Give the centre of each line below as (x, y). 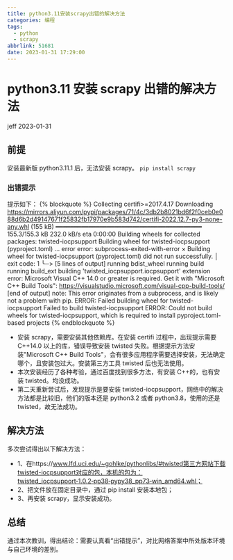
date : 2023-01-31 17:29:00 (46, 53)
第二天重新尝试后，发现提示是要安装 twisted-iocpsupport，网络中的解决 (120, 389)
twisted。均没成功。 (54, 381)
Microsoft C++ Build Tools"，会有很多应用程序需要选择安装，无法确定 (126, 354)
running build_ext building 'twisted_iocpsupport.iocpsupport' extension (109, 271)
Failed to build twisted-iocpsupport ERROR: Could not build (128, 307)
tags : (15, 26)
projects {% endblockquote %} (71, 322)
